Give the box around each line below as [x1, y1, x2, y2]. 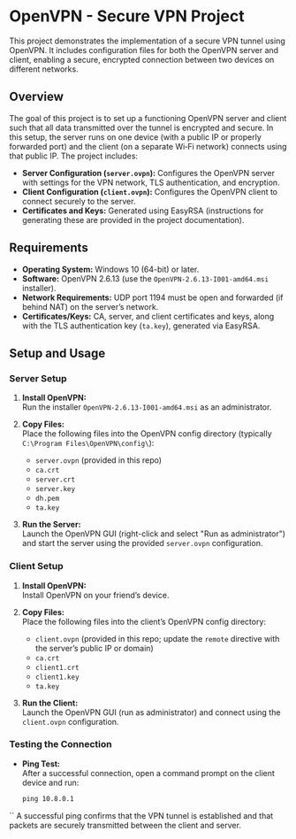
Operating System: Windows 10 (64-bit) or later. [21, 264, 200, 274]
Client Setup [9, 560, 64, 573]
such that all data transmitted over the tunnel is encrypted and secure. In [9, 122, 274, 133]
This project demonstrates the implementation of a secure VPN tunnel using [9, 35, 285, 46]
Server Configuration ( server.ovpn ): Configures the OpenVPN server [21, 167, 276, 178]
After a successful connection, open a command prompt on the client [21, 767, 276, 778]
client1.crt [34, 663, 80, 672]
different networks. [9, 64, 79, 74]
